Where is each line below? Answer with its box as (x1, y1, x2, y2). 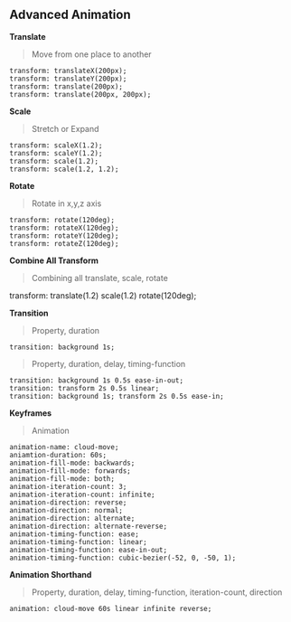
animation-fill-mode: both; (9, 474, 116, 483)
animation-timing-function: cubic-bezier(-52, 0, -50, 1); (9, 553, 237, 562)
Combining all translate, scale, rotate (31, 272, 169, 283)
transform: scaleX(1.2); (9, 140, 103, 150)
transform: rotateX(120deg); (9, 223, 119, 232)
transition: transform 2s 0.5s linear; (9, 383, 160, 392)
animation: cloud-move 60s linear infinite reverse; (9, 604, 212, 613)
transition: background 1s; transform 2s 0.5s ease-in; (9, 391, 224, 401)
